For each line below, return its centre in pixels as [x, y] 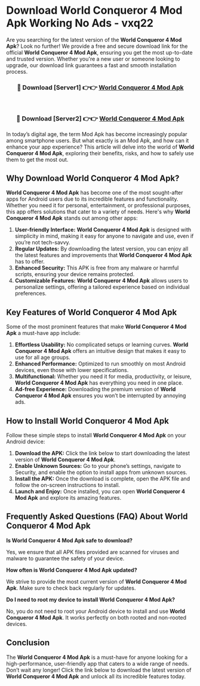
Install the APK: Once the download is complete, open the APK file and [102, 478]
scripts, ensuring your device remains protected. [75, 274]
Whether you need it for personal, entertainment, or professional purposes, [99, 206]
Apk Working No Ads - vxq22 [80, 23]
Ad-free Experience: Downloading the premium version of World [95, 389]
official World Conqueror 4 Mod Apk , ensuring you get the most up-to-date [99, 52]
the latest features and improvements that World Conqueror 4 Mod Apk [103, 255]
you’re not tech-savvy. [42, 243]
